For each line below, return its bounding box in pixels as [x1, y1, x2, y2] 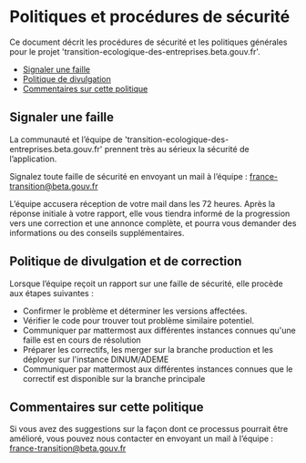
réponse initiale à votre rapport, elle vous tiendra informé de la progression [9, 208, 291, 219]
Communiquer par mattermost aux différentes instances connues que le [22, 363, 293, 375]
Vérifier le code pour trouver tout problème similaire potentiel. [22, 314, 255, 325]
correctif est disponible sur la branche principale [22, 373, 206, 384]
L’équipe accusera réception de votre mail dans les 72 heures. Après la [9, 198, 276, 209]
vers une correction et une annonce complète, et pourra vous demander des [9, 217, 297, 229]
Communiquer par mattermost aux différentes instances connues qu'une [22, 324, 296, 335]
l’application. [9, 153, 57, 164]
